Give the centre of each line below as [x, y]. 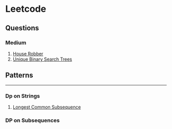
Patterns [19, 75]
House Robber [28, 53]
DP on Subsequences [33, 120]
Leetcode [26, 9]
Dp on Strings [23, 96]
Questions [22, 28]
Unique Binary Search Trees [42, 59]
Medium [16, 43]
